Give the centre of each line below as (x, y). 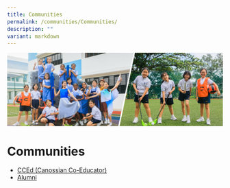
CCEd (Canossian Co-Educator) (62, 170)
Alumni (27, 178)
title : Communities (35, 14)
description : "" (30, 29)
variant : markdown (33, 36)
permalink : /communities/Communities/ (62, 22)
